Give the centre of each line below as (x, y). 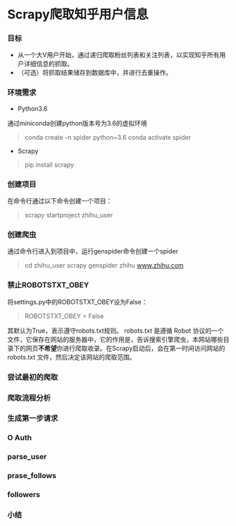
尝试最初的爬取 (33, 377)
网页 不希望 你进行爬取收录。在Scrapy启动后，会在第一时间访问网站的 (125, 348)
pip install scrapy (49, 165)
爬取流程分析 (29, 398)
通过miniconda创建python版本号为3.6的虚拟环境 (77, 123)
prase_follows (32, 476)
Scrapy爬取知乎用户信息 (78, 14)
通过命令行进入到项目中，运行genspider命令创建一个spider (93, 251)
